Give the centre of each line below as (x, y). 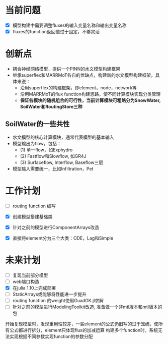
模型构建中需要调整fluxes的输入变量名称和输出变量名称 (69, 25)
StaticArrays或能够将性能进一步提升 (50, 294)
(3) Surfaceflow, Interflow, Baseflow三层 (62, 162)
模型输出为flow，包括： (37, 143)
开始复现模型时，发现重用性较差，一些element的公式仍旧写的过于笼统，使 (82, 324)
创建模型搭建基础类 (32, 216)
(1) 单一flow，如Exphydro (46, 150)
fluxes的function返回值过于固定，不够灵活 (56, 32)
